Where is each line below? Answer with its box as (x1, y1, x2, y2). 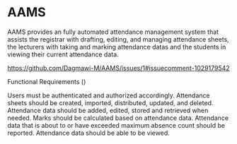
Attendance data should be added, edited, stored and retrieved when (7, 106, 209, 114)
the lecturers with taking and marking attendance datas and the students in (7, 42, 226, 51)
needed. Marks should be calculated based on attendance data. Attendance (7, 114, 229, 122)
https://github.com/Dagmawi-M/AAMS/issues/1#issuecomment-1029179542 (7, 64, 230, 72)
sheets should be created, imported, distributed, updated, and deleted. (7, 98, 214, 107)
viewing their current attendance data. (7, 50, 119, 59)
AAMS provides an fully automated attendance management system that (7, 28, 219, 36)
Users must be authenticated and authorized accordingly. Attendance (7, 91, 210, 100)
